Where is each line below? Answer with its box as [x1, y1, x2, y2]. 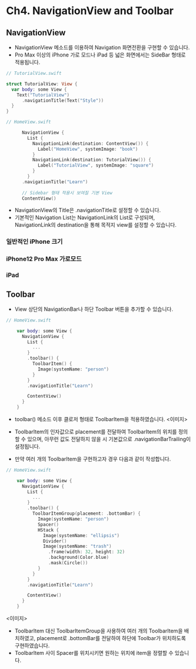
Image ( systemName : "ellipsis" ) [43, 532, 119, 538]
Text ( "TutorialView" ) [16, 92, 69, 98]
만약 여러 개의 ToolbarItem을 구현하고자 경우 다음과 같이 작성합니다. [14, 455, 171, 463]
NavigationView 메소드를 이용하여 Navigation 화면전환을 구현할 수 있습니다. [14, 44, 190, 51]
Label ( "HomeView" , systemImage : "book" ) [37, 146, 138, 152]
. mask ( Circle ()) [48, 560, 88, 566]
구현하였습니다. [14, 642, 50, 649]
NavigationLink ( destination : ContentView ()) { [32, 140, 149, 147]
